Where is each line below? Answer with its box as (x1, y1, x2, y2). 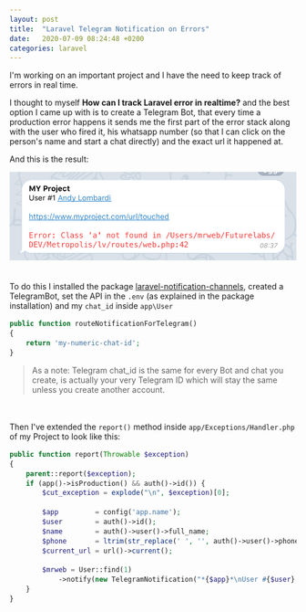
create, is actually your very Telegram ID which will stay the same (31, 375, 278, 385)
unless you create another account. (31, 384, 166, 395)
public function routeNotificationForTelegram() (9, 320, 198, 329)
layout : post (9, 15, 59, 24)
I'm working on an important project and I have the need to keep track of (9, 69, 282, 81)
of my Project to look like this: (9, 430, 121, 442)
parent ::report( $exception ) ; (25, 469, 137, 479)
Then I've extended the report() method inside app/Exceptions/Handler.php (9, 421, 295, 432)
